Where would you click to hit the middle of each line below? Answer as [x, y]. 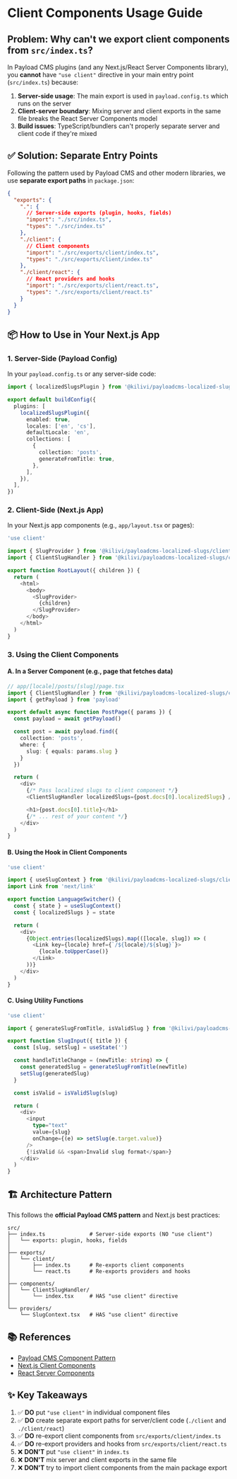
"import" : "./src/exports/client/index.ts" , [92, 253]
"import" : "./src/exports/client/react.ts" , [92, 286]
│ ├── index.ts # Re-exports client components [96, 1265]
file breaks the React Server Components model [87, 119]
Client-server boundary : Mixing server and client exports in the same [119, 111]
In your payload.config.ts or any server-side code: [82, 374]
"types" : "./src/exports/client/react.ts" [89, 292]
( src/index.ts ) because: [43, 82]
